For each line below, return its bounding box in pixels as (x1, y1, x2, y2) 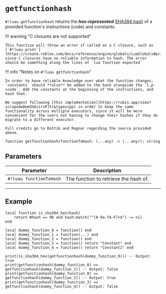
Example (5, 197, 33, 206)
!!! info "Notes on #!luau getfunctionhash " (5, 69, 91, 75)
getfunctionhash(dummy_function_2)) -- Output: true (5, 275, 116, 280)
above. (5, 130, 19, 135)
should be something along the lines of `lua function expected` (5, 60, 142, 65)
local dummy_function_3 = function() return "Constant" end (5, 241, 132, 246)
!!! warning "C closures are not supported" (5, 33, 91, 39)
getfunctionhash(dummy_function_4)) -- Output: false (5, 284, 119, 289)
